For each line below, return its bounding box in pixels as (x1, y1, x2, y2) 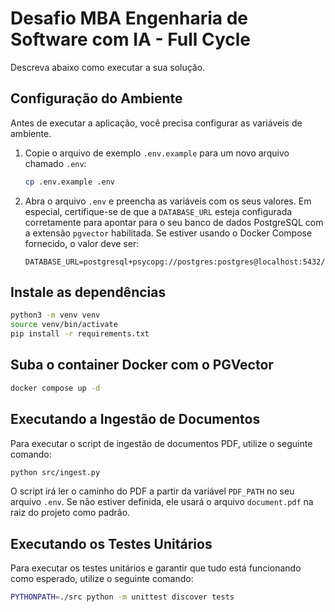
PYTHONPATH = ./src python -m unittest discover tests (10, 592, 235, 602)
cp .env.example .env (24, 177, 115, 187)
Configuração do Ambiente (10, 90, 183, 107)
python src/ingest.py (10, 467, 101, 477)
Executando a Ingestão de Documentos (10, 411, 261, 428)
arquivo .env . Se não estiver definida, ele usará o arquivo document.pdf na (10, 496, 314, 508)
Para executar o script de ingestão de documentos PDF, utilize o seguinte (10, 437, 313, 449)
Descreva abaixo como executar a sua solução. (10, 61, 206, 73)
